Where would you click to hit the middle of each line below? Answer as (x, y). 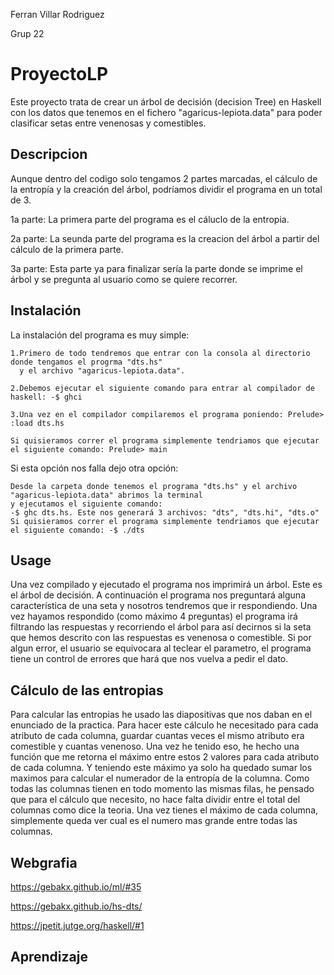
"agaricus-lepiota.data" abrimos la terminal (106, 495)
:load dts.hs (37, 423)
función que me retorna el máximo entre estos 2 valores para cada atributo (165, 757)
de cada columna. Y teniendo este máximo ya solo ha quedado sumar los (161, 768)
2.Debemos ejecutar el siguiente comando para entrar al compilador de (162, 388)
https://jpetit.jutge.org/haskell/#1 (77, 925)
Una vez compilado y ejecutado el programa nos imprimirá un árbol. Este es (166, 585)
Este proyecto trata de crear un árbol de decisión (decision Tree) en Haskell (166, 101)
